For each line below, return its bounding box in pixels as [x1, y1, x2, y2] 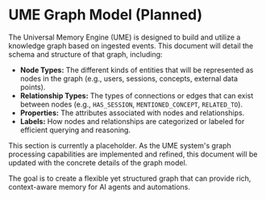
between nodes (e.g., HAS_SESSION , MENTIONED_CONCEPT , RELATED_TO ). [19, 99, 243, 109]
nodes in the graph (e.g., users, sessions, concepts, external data [19, 73, 238, 83]
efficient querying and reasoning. [19, 125, 131, 135]
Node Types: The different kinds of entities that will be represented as [19, 65, 254, 74]
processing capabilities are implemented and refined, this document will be [8, 149, 258, 159]
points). [19, 82, 46, 92]
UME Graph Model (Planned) [8, 6, 203, 24]
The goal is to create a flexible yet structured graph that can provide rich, [8, 173, 251, 183]
